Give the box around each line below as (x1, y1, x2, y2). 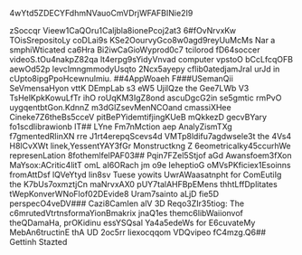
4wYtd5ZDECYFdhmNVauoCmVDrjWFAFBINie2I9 (9, 8, 193, 18)
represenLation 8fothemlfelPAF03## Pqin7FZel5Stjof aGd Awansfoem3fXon (9, 150, 292, 161)
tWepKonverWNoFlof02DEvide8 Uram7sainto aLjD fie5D (9, 189, 220, 199)
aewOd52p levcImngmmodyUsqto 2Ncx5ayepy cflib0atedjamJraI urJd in (9, 63, 280, 74)
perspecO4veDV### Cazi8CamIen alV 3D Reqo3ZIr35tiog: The (9, 198, 245, 209)
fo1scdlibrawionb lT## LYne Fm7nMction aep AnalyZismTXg (9, 121, 232, 132)
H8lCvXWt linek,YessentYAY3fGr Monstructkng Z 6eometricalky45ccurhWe (9, 140, 291, 151)
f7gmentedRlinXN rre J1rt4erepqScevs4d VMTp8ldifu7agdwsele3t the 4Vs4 (9, 131, 292, 141)
